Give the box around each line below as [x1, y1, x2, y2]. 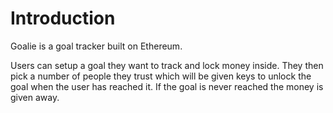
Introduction [10, 7, 116, 30]
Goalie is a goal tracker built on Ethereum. [10, 40, 183, 52]
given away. [10, 91, 60, 103]
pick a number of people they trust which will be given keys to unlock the [10, 70, 312, 82]
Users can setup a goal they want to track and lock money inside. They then [10, 59, 324, 71]
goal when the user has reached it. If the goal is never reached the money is [10, 80, 324, 92]
